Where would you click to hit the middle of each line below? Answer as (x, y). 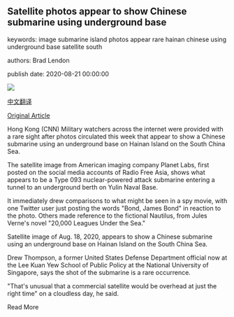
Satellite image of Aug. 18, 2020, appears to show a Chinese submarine (110, 237)
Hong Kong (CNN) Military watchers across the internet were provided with (115, 129)
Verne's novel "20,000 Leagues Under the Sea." (76, 223)
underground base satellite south (55, 47)
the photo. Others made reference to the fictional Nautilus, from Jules (107, 216)
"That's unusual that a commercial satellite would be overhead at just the (112, 286)
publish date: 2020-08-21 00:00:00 (58, 73)
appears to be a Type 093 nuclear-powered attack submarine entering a (111, 179)
